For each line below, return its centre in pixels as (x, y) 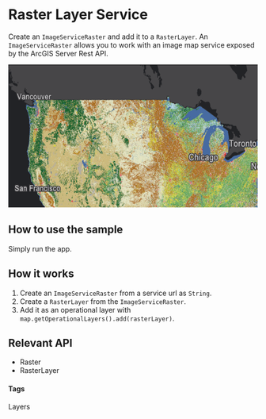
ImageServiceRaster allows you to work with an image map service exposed (131, 44)
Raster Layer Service (78, 15)
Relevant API (40, 343)
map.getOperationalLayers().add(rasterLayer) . (97, 318)
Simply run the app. (40, 248)
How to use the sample (66, 230)
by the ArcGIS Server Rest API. (58, 53)
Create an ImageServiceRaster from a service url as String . (116, 293)
